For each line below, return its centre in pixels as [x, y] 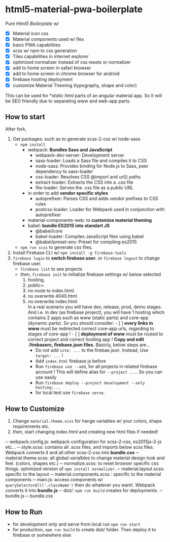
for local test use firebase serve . [70, 393]
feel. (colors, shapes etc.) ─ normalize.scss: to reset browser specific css [82, 463]
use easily [46, 377]
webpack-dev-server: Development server [80, 155]
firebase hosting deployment [43, 80]
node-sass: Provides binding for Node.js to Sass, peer [92, 166]
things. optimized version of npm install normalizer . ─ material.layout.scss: [85, 469]
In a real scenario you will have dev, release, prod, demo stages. [95, 307]
